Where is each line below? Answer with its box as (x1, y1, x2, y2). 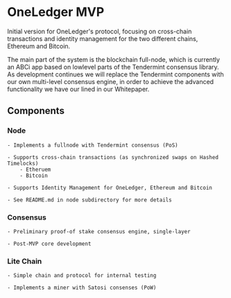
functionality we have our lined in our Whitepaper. (7, 85, 150, 93)
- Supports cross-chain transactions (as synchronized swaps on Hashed (7, 154, 219, 160)
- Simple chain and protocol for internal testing (7, 272, 157, 279)
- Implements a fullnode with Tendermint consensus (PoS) (7, 142, 178, 149)
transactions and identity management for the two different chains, (7, 34, 198, 42)
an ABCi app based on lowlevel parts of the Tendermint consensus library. (7, 63, 220, 71)
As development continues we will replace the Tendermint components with (7, 70, 224, 78)
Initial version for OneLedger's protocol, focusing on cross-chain (7, 27, 192, 35)
